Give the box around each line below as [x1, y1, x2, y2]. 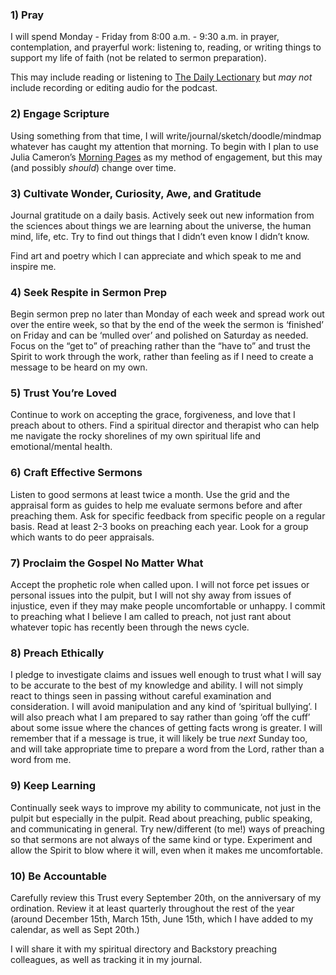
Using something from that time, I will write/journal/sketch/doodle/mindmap [10, 129, 322, 142]
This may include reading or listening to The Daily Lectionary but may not [10, 71, 313, 83]
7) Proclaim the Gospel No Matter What [10, 556, 204, 570]
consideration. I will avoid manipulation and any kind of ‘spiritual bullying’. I [10, 701, 318, 713]
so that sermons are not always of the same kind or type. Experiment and [10, 833, 313, 845]
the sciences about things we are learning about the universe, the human [10, 219, 312, 232]
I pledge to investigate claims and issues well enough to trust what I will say [10, 669, 322, 681]
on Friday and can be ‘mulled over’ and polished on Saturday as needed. [10, 329, 309, 342]
